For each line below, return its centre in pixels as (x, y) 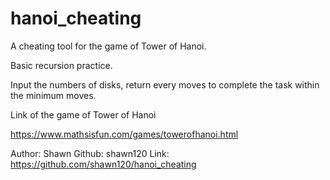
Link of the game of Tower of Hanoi (83, 114)
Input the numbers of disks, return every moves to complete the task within (165, 84)
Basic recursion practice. (61, 65)
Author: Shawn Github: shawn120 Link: (90, 153)
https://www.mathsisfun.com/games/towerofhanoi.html (124, 134)
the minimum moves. (53, 95)
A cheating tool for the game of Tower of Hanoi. (108, 46)
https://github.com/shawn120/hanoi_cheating (103, 164)
